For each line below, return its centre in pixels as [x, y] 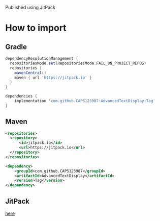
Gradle [16, 47]
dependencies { [21, 96]
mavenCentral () [30, 73]
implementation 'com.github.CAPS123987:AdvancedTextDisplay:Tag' [85, 101]
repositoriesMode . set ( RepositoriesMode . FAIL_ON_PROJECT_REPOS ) [78, 63]
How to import [36, 28]
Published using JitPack [30, 7]
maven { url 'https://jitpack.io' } [53, 78]
